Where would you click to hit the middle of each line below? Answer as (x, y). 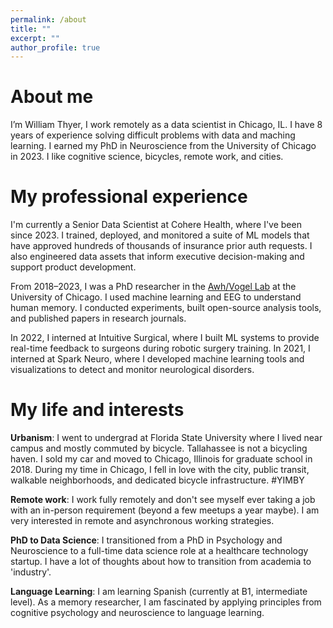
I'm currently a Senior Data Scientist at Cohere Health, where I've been (156, 225)
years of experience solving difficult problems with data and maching (153, 135)
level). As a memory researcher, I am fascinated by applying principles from (166, 602)
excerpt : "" (35, 38)
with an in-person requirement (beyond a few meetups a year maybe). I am (165, 510)
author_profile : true (55, 47)
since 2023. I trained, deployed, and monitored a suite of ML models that (160, 235)
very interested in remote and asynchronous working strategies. (142, 521)
